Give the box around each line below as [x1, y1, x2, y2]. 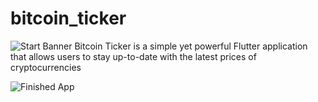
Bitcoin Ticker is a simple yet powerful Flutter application [74, 40, 308, 52]
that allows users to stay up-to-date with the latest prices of [10, 50, 257, 62]
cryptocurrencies [10, 61, 82, 73]
